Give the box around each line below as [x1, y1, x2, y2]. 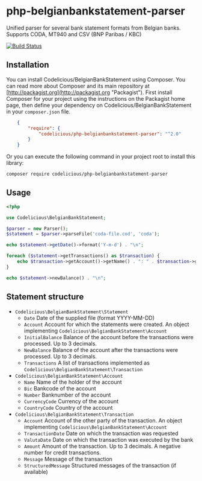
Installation [6, 60, 49, 70]
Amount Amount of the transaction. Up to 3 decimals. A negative [23, 442, 181, 450]
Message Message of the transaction [23, 455, 113, 462]
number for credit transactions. [23, 448, 101, 456]
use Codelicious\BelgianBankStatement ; [6, 214, 106, 221]
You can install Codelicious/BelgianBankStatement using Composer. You [6, 75, 185, 83]
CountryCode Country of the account [23, 404, 113, 411]
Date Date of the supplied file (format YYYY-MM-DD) [23, 314, 155, 321]
